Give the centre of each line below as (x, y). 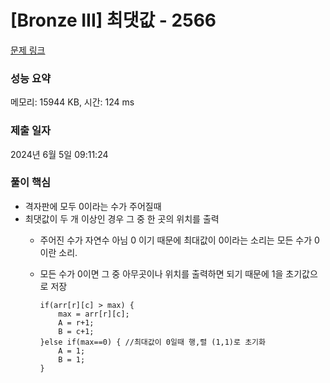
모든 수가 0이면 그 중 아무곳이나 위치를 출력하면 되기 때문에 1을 (161, 273)
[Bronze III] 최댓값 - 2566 (113, 20)
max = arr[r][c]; (94, 314)
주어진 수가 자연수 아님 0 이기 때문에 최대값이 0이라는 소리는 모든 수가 (176, 240)
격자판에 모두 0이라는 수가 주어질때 (93, 206)
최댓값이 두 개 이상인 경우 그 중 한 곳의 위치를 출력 (122, 218)
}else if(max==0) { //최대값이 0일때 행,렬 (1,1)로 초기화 (152, 342)
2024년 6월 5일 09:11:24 (59, 154)
